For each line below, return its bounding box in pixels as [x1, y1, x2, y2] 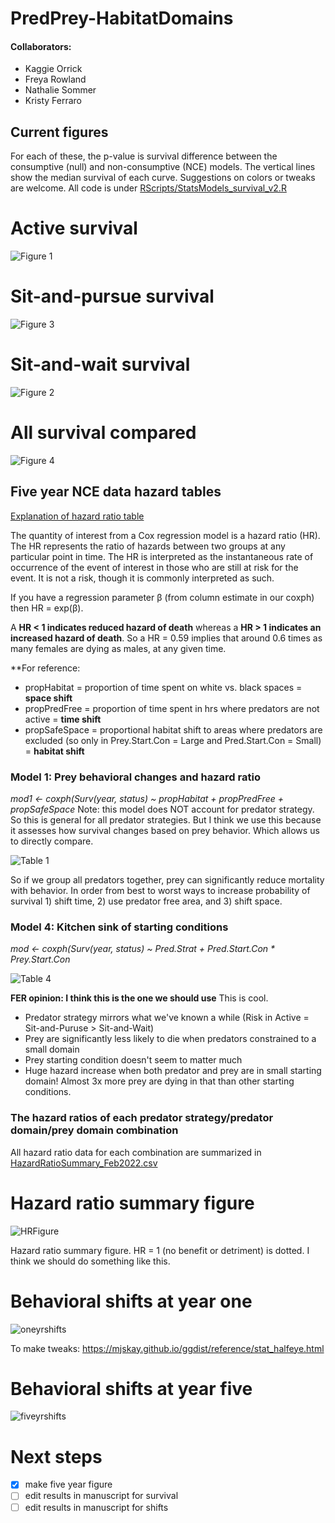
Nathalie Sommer [24, 84, 97, 96]
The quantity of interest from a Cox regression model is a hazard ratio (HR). [10, 529, 321, 541]
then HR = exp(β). [10, 602, 84, 614]
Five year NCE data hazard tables [10, 483, 222, 501]
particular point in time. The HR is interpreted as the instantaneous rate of [10, 550, 314, 562]
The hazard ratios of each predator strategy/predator [10, 1111, 274, 1125]
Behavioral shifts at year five [10, 1377, 253, 1400]
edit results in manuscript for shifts [24, 1501, 169, 1513]
